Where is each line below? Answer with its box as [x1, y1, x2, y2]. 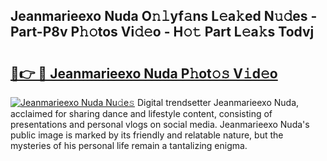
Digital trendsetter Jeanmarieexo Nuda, [136, 97, 300, 108]
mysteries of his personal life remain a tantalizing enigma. [10, 140, 248, 151]
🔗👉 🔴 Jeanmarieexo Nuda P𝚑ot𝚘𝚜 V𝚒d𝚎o [10, 65, 278, 82]
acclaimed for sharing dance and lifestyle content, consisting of [10, 108, 273, 119]
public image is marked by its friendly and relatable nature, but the [10, 129, 284, 141]
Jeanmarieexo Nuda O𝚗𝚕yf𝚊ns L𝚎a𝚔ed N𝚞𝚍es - [10, 8, 318, 25]
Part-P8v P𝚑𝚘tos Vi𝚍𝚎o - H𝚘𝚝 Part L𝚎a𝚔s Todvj [10, 24, 315, 41]
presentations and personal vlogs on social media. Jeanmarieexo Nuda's [10, 119, 310, 130]
